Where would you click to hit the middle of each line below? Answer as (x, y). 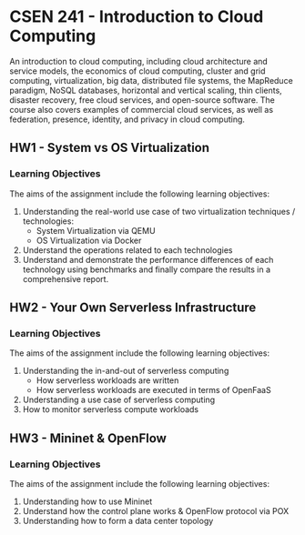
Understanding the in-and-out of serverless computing (126, 371)
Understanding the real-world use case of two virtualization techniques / (159, 211)
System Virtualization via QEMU (96, 230)
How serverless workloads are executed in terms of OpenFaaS (153, 390)
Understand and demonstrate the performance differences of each (148, 259)
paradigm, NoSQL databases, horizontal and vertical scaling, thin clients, (146, 90)
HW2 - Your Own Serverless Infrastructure (133, 308)
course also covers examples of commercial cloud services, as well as (142, 109)
